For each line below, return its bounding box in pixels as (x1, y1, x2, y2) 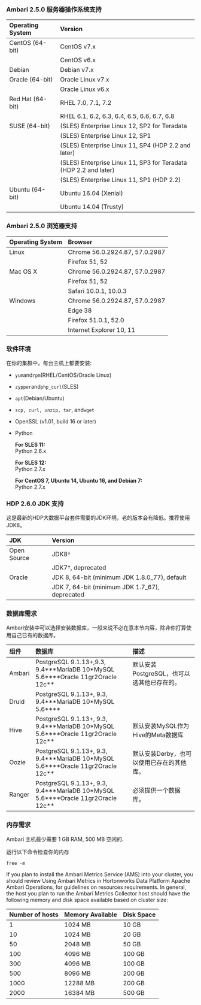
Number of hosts (9, 910, 59, 919)
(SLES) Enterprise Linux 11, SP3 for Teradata (59, 159, 187, 167)
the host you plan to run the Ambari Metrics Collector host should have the (6, 889, 190, 897)
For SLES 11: (14, 441, 46, 448)
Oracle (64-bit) (9, 75, 53, 84)
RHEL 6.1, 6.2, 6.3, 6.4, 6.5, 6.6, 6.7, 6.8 (59, 112, 175, 120)
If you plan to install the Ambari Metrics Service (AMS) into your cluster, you (6, 870, 193, 878)
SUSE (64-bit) (9, 122, 50, 130)
